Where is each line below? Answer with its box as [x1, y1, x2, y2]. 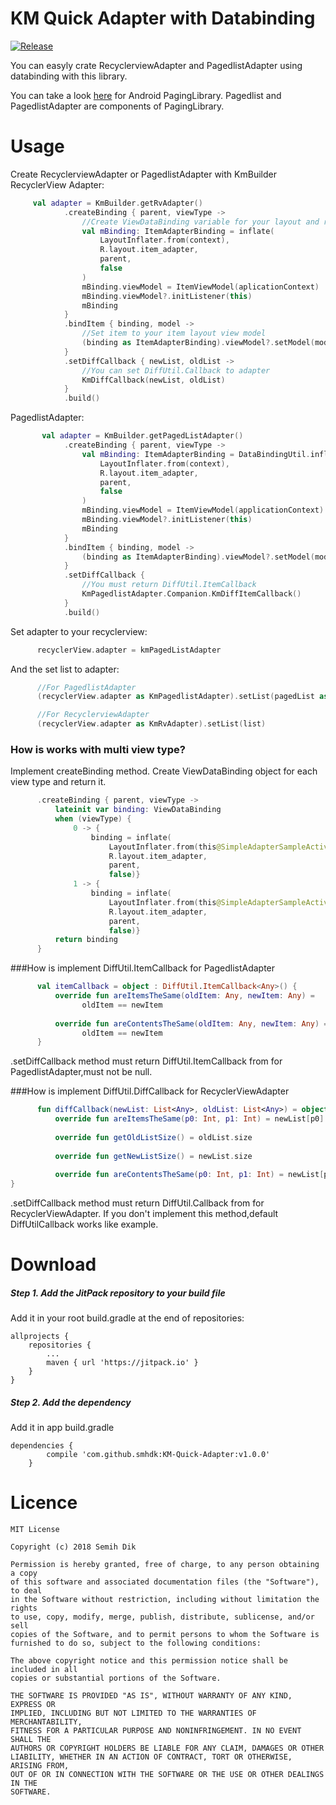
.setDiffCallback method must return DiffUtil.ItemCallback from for [10, 1055, 283, 1067]
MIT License [10, 1525, 60, 1535]
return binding [54, 935, 118, 945]
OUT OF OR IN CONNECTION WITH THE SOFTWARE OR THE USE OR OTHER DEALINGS [10, 1770, 325, 1780]
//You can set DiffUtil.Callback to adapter [81, 365, 271, 376]
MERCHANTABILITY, [10, 1717, 83, 1727]
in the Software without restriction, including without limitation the [10, 1595, 320, 1605]
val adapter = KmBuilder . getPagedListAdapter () [41, 431, 244, 441]
